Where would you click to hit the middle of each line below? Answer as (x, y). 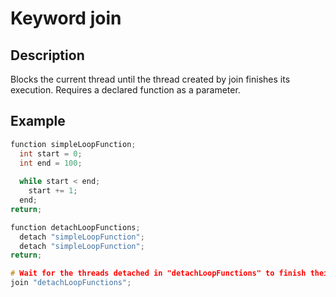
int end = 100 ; (51, 163)
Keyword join (66, 18)
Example (38, 121)
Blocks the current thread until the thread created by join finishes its (150, 79)
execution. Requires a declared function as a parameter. (125, 90)
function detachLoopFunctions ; (75, 227)
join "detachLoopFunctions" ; (71, 283)
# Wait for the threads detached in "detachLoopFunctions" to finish (158, 273)
